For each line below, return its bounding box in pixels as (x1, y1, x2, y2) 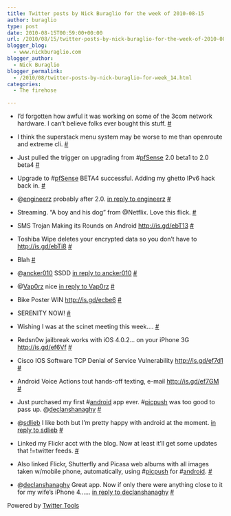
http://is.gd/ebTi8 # (16, 242, 72, 250)
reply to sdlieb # (16, 426, 63, 435)
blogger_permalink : (7, 68, 63, 75)
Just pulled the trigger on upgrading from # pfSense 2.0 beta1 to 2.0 (16, 153, 209, 162)
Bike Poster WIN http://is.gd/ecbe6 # (16, 296, 122, 304)
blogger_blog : (7, 42, 48, 49)
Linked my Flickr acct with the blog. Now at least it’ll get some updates (16, 439, 218, 448)
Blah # (16, 256, 36, 264)
